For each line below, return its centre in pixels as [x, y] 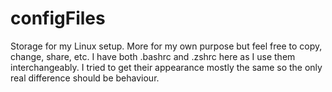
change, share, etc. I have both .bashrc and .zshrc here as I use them [153, 56]
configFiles [58, 18]
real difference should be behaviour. [85, 78]
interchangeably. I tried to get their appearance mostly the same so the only [166, 67]
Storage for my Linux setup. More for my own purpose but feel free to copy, [166, 46]
